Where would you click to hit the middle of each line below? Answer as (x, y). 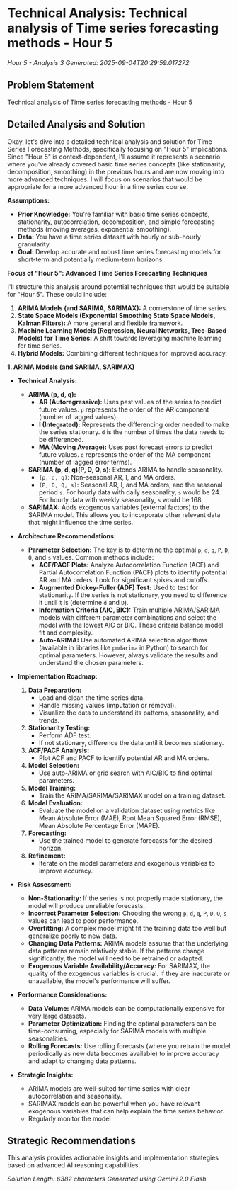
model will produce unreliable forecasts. (86, 905)
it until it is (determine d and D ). (83, 602)
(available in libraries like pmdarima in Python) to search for (123, 647)
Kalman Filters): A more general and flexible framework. (100, 323)
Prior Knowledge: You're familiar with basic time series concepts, (114, 214)
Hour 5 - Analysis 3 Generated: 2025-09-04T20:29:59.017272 (98, 62)
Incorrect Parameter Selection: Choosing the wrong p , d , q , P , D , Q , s (127, 913)
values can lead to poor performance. (83, 920)
